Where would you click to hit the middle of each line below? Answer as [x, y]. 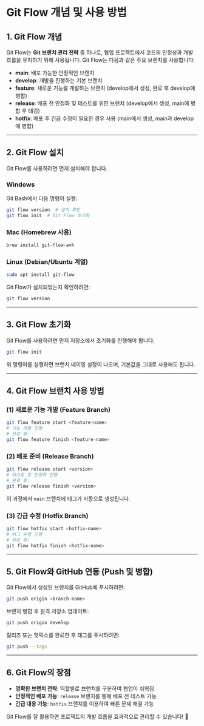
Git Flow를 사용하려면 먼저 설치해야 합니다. [57, 168]
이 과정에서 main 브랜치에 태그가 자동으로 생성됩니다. [68, 499]
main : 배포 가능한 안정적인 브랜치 [55, 73]
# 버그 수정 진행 [24, 534]
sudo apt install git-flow [40, 275]
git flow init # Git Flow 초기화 [48, 215]
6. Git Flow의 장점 [39, 673]
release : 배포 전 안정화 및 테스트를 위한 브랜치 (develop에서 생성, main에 [102, 103]
